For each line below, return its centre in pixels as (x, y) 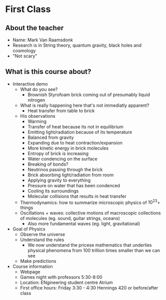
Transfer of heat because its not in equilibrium (75, 126)
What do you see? (39, 89)
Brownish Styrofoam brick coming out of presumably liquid (89, 95)
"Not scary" (25, 56)
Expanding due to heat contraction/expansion (75, 142)
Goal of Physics (29, 229)
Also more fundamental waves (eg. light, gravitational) (84, 224)
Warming (37, 121)
